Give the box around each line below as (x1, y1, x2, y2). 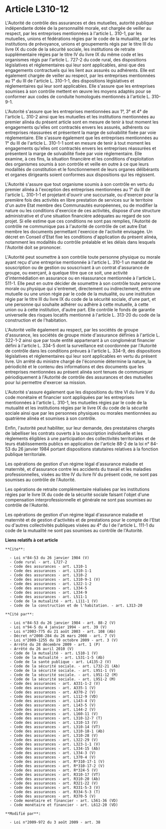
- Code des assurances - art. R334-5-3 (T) (9, 789, 100, 794)
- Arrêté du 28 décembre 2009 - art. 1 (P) (9, 642, 100, 647)
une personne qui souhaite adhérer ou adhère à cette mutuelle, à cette (5, 301, 149, 307)
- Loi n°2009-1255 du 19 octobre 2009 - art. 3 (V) (9, 638, 119, 643)
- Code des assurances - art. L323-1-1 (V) (9, 742, 100, 747)
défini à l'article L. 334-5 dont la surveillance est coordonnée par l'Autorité (5, 342, 157, 348)
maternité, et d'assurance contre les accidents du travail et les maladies (5, 466, 152, 472)
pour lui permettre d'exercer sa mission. (5, 379, 86, 385)
